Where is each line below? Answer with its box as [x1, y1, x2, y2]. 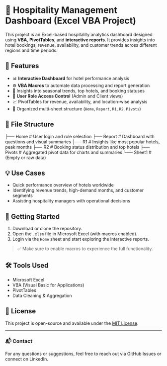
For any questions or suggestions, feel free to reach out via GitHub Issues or [5, 351, 162, 357]
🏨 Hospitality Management [5, 4, 118, 16]
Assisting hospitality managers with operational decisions [12, 198, 131, 204]
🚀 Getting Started [5, 212, 60, 221]
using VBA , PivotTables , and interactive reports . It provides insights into [5, 37, 155, 43]
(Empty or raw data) [5, 154, 46, 161]
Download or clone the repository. [12, 226, 83, 232]
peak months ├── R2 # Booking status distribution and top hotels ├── [5, 144, 150, 150]
